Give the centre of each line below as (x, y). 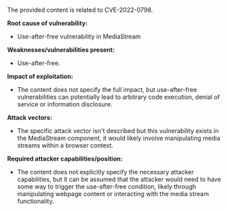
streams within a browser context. (65, 145)
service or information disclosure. (65, 104)
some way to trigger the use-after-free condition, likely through (106, 187)
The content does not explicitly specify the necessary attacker (105, 172)
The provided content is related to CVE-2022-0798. (80, 10)
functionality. (35, 201)
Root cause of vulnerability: (47, 23)
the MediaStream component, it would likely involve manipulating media (118, 138)
